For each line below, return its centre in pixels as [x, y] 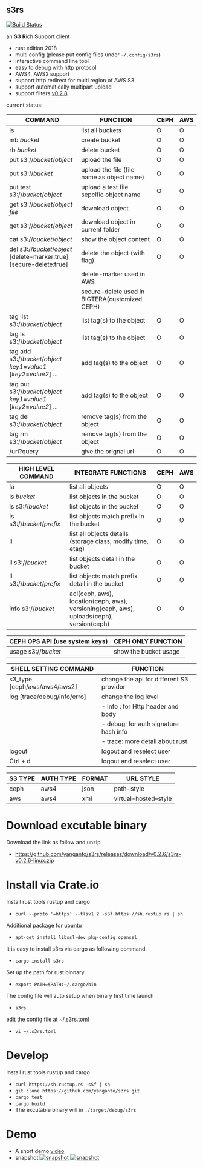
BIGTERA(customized [112, 299]
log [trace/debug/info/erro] [48, 697]
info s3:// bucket [32, 609]
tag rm [19, 434]
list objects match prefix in [107, 516]
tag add [20, 351]
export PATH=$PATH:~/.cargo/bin [56, 985]
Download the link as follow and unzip [53, 842]
